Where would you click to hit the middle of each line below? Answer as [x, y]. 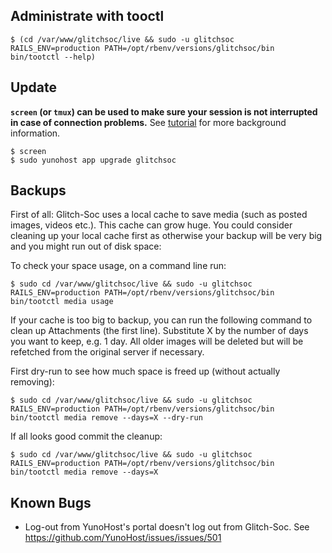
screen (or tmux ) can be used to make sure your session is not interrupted [164, 111]
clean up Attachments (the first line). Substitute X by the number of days [159, 331]
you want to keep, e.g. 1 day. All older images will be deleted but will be [157, 341]
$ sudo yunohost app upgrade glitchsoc [93, 160]
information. [35, 133]
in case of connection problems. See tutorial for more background [148, 122]
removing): [32, 382]
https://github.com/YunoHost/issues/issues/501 [123, 538]
